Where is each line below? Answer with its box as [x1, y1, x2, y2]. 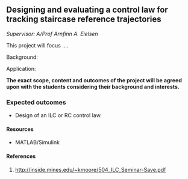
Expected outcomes [6, 98, 66, 106]
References [6, 153, 36, 160]
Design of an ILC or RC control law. [14, 112, 102, 119]
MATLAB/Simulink [14, 139, 60, 146]
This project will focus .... [6, 41, 69, 49]
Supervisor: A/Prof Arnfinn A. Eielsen [6, 30, 98, 37]
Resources [6, 126, 34, 133]
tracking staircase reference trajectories [6, 14, 161, 25]
